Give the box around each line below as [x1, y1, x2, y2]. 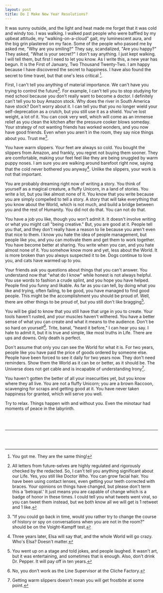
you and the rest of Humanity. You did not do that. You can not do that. [5, 207, 147, 212]
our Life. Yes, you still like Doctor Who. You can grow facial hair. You [12, 473, 149, 479]
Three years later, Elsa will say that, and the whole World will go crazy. [12, 534, 153, 539]
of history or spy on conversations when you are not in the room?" [12, 519, 145, 525]
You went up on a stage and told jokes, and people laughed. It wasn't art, [12, 548, 158, 554]
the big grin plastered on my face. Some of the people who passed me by [5, 40, 152, 46]
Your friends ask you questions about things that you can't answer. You [5, 267, 147, 273]
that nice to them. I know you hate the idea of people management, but [5, 232, 147, 238]
